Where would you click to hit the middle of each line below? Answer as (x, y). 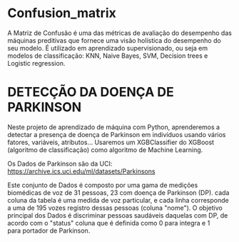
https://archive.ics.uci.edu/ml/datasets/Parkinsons (81, 171)
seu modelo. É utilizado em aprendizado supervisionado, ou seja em (108, 48)
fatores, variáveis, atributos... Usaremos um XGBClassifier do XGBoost (111, 142)
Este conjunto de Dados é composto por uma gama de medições (103, 185)
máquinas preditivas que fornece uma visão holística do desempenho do (114, 40)
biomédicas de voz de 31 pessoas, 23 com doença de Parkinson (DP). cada (118, 192)
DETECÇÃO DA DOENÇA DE (91, 92)
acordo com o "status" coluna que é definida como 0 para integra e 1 (109, 223)
